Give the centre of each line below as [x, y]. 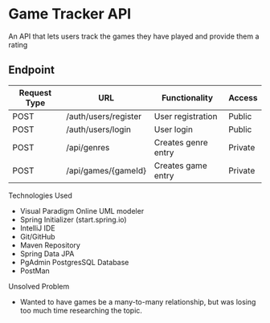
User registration [186, 116]
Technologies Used [40, 195]
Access [243, 97]
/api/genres [88, 147]
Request [35, 92]
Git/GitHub [37, 236]
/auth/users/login [98, 129]
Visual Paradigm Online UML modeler [82, 211]
